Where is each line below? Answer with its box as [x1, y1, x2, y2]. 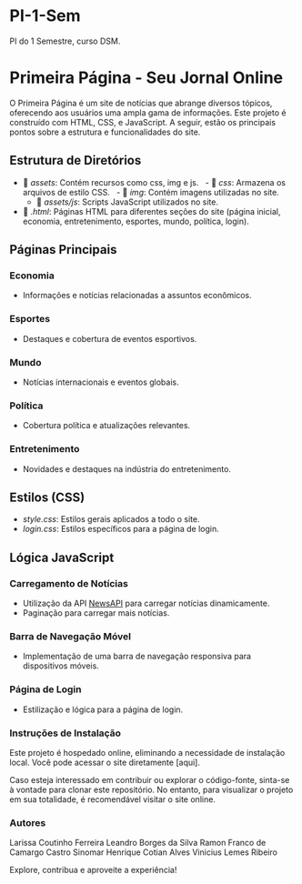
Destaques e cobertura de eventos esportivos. [22, 333, 197, 344]
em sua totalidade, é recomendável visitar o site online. [9, 793, 216, 805]
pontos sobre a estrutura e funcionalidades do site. [9, 126, 201, 137]
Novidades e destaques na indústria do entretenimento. [22, 463, 232, 474]
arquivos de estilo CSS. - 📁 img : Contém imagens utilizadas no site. [22, 186, 279, 197]
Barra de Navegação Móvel [9, 629, 132, 642]
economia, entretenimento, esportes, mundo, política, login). [22, 216, 250, 226]
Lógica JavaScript [9, 549, 115, 565]
